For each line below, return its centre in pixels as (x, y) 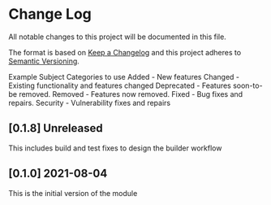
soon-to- (247, 85)
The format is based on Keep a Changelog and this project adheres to (125, 52)
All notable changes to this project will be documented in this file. (118, 37)
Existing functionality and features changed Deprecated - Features (120, 85)
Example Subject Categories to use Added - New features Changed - (124, 76)
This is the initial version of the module (73, 193)
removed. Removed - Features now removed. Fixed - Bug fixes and (131, 94)
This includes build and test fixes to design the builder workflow (115, 148)
